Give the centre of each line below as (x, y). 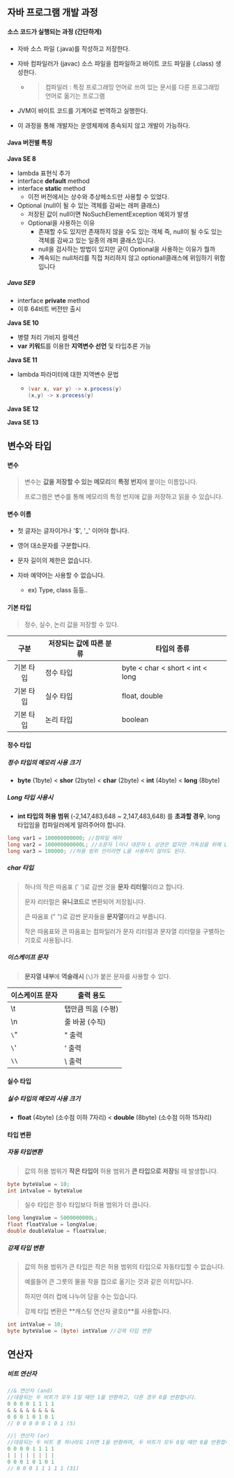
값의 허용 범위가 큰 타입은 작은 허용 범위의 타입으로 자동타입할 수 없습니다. (124, 1267)
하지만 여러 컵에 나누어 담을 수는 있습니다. (81, 1296)
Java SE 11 (22, 360)
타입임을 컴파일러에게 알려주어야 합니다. (71, 825)
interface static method (51, 188)
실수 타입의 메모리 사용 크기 (44, 1098)
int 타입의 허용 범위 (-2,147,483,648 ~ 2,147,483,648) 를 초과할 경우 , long (119, 817)
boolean (135, 719)
